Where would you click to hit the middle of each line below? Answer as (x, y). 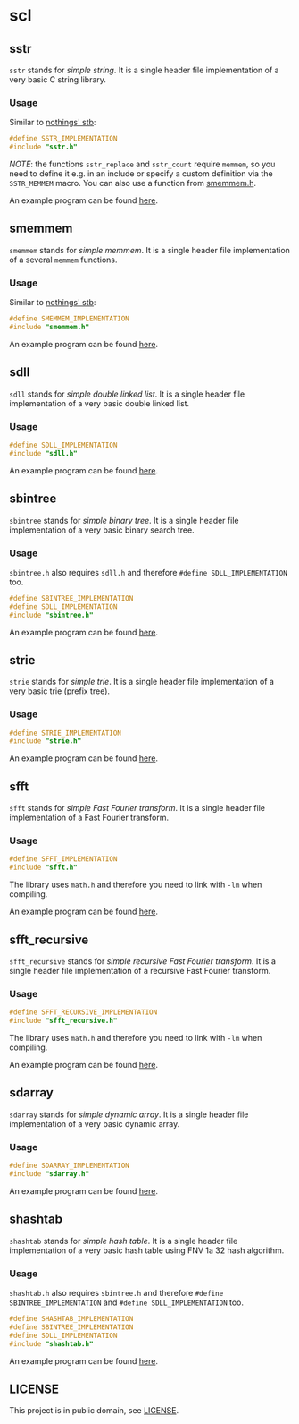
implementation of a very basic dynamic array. (95, 1123)
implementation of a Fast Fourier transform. (89, 818)
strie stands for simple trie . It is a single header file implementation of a (142, 682)
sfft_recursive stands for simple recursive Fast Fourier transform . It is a (143, 961)
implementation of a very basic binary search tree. (102, 530)
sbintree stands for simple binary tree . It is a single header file (124, 520)
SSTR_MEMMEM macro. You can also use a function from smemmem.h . (133, 183)
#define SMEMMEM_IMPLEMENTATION (69, 319)
